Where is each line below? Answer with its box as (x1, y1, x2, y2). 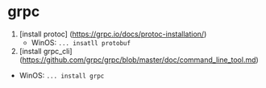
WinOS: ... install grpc (19, 70, 105, 80)
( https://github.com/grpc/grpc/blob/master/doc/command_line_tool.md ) (19, 55, 259, 65)
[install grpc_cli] (19, 46, 73, 56)
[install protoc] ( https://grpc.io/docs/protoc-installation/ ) (19, 29, 207, 39)
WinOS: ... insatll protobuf (31, 37, 131, 47)
